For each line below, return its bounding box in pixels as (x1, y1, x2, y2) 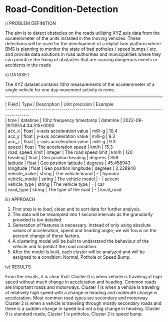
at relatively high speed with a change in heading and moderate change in (5, 289, 157, 295)
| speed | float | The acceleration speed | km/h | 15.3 (5, 144, 113, 150)
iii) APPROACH (5, 196, 35, 202)
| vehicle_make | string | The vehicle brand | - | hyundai (5, 170, 119, 176)
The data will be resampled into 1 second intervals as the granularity (12, 211, 153, 217)
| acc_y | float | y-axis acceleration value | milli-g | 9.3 (5, 133, 115, 139)
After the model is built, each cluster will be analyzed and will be (12, 249, 145, 255)
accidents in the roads (5, 62, 51, 68)
